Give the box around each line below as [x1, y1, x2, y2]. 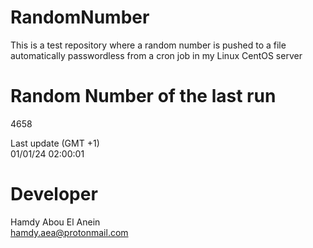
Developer [10, 183, 98, 206]
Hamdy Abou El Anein [10, 216, 101, 228]
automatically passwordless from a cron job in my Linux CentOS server [10, 49, 303, 61]
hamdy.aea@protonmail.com [10, 226, 129, 238]
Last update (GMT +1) [10, 137, 100, 149]
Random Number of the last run [10, 85, 277, 108]
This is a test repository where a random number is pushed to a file [10, 39, 287, 51]
